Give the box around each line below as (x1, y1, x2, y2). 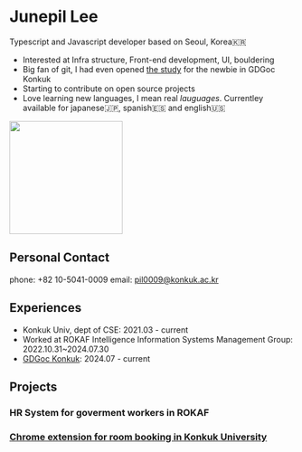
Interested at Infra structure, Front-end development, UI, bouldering (22, 54, 275, 65)
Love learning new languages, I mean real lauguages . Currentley (22, 92, 264, 103)
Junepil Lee (9, 6, 99, 27)
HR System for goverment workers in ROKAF (9, 406, 210, 419)
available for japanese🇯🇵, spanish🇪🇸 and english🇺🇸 (22, 102, 226, 113)
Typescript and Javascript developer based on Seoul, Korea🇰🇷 (9, 36, 247, 47)
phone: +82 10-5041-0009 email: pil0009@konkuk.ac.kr (9, 274, 219, 285)
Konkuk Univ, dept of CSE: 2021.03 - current (22, 324, 189, 335)
